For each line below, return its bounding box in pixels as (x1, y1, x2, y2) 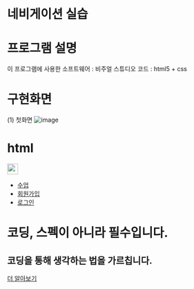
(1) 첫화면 (7, 115, 33, 124)
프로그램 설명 (7, 41, 77, 56)
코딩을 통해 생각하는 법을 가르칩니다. (7, 254, 153, 266)
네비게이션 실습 (7, 6, 88, 22)
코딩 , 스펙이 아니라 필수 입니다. (7, 225, 168, 241)
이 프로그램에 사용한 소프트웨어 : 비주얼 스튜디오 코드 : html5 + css (7, 65, 188, 73)
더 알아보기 (7, 274, 37, 282)
